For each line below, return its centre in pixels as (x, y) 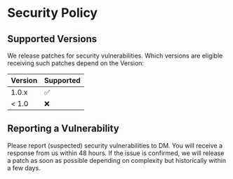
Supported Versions (52, 39)
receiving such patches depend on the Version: (76, 63)
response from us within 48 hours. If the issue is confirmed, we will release (116, 153)
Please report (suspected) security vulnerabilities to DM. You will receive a (115, 145)
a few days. (24, 168)
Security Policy (53, 13)
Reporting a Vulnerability (63, 129)
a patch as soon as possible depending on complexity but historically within (117, 160)
